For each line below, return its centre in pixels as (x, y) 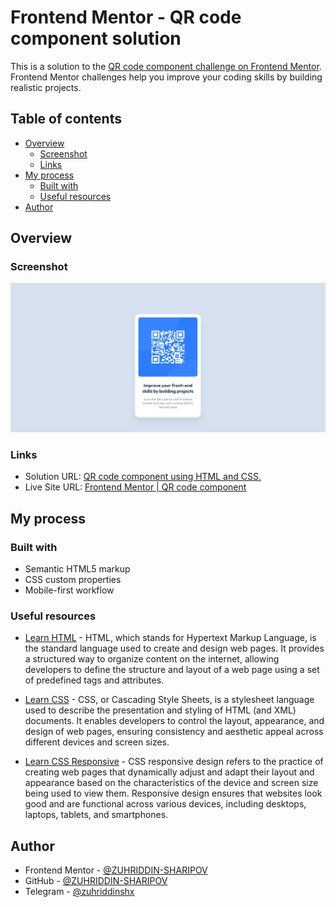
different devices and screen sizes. (97, 742)
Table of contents (66, 119)
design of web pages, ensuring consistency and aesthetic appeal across (174, 732)
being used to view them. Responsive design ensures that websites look (173, 793)
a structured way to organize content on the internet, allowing (152, 659)
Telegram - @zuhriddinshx (79, 892)
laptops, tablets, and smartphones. (96, 815)
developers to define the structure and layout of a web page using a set (172, 670)
